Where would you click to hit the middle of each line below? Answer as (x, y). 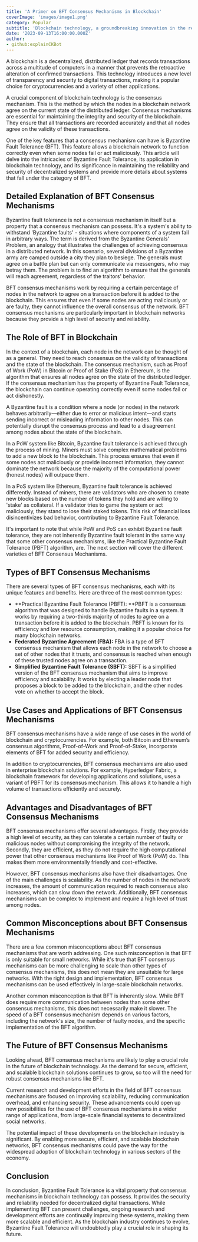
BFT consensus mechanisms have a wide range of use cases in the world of (99, 734)
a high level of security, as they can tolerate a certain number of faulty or (95, 837)
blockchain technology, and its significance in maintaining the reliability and (98, 165)
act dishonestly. (25, 395)
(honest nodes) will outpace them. (48, 474)
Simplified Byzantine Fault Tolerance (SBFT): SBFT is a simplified (95, 667)
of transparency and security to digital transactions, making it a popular (93, 80)
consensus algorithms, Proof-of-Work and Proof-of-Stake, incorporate (92, 746)
